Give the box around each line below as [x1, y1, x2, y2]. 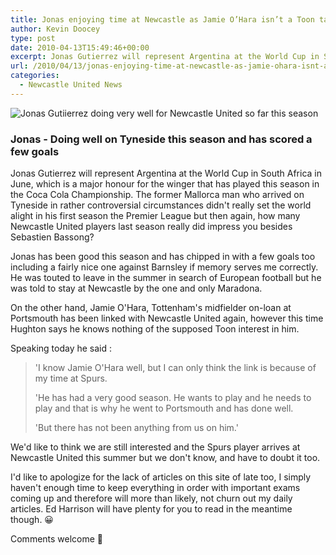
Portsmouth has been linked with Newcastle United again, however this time [10, 312, 324, 325]
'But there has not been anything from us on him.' [34, 422, 239, 434]
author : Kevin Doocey [10, 24, 101, 34]
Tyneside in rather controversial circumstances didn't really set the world [10, 199, 312, 211]
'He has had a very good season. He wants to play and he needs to [34, 392, 312, 404]
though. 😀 [10, 514, 54, 526]
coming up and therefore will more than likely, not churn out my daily [10, 492, 293, 505]
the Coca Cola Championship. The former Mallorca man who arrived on [10, 189, 305, 201]
